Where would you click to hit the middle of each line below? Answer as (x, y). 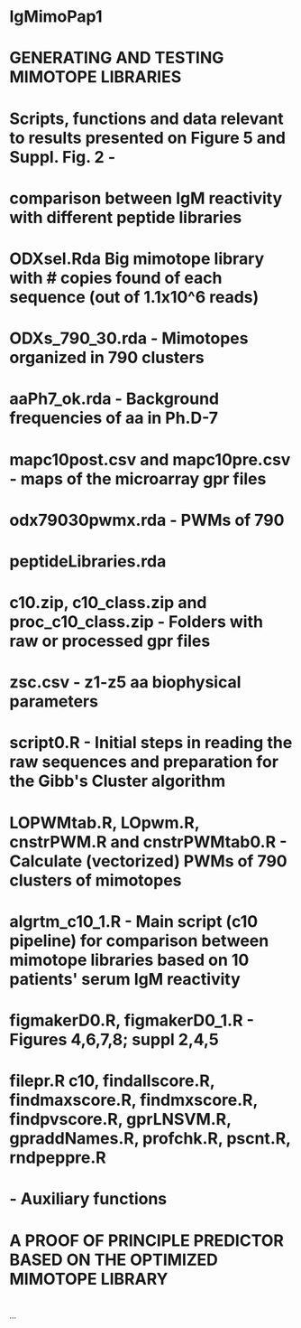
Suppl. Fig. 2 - (62, 157)
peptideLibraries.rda (88, 561)
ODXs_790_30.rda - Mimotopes (129, 338)
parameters (54, 701)
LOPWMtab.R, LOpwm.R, (105, 823)
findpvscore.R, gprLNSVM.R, (120, 1120)
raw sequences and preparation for (144, 762)
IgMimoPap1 (56, 17)
